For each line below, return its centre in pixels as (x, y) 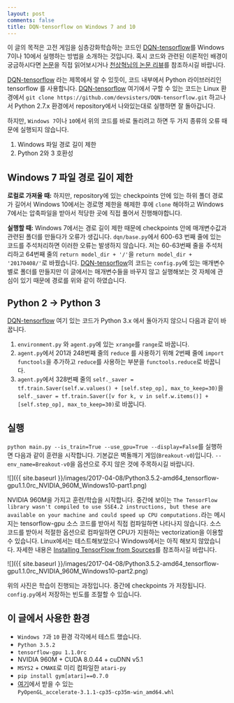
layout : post (26, 14)
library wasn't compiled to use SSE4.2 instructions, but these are (109, 507)
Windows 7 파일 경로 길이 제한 (70, 177)
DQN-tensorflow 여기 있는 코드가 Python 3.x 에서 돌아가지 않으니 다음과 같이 (113, 320)
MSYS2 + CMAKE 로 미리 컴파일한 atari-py (72, 667)
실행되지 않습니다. (44, 129)
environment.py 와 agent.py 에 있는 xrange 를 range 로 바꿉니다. (103, 344)
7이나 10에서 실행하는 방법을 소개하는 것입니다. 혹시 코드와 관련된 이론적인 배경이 (117, 56)
